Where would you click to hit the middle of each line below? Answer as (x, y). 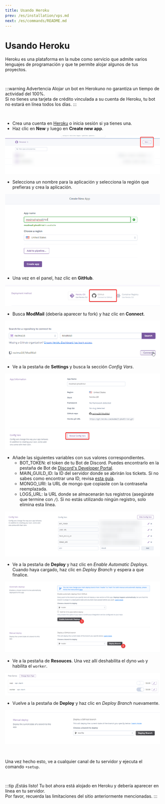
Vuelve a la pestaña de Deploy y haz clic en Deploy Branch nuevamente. (86, 703)
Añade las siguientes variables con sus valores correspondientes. (79, 457)
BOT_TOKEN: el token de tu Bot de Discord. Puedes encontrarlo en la (89, 463)
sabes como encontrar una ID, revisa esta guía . (67, 478)
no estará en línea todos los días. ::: (41, 104)
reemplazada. (33, 489)
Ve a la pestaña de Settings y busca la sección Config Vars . (73, 367)
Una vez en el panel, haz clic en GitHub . (53, 278)
